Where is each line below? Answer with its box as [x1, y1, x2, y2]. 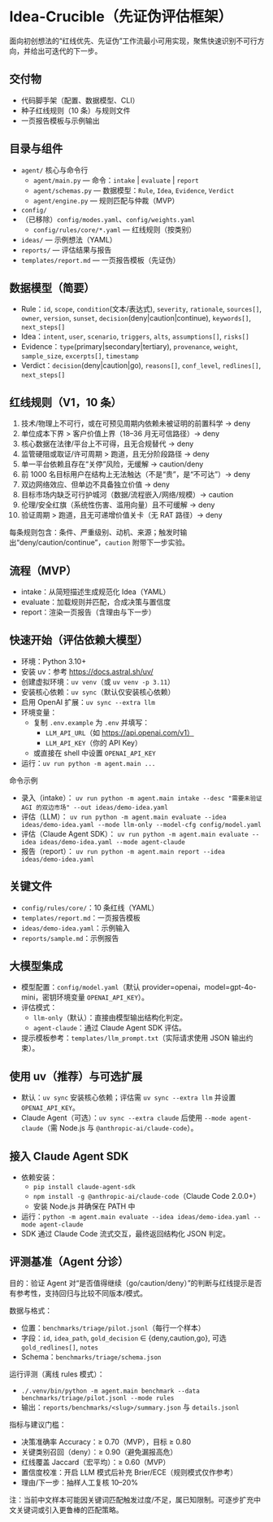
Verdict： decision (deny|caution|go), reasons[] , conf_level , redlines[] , [20, 361, 262, 370]
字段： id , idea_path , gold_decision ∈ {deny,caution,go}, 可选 [20, 1332, 227, 1343]
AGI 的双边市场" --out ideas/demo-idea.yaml [20, 803, 169, 811]
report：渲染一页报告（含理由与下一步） [20, 607, 157, 617]
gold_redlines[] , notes [20, 1342, 98, 1352]
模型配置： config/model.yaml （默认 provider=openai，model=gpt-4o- [20, 982, 257, 992]
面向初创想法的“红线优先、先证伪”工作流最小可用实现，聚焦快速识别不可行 [9, 36, 258, 46]
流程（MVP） [9, 563, 77, 578]
